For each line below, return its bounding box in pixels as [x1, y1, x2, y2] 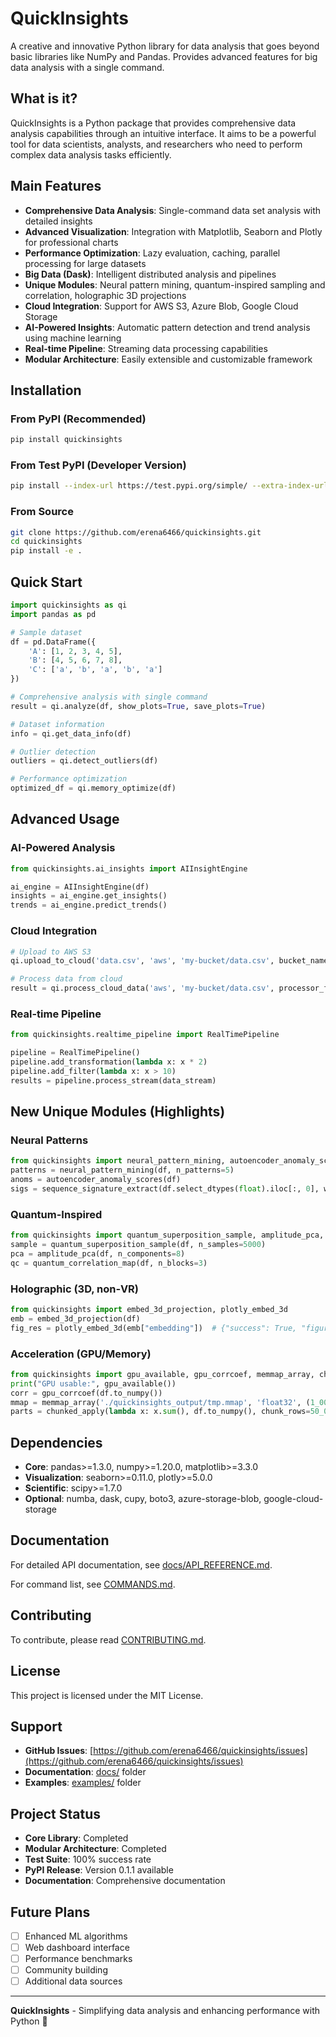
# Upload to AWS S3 [10, 947, 92, 957]
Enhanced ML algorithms [24, 1930, 128, 1942]
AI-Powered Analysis [10, 841, 116, 855]
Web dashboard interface [24, 1942, 130, 1954]
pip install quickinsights [10, 435, 123, 445]
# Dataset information [10, 719, 105, 729]
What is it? [10, 90, 78, 107]
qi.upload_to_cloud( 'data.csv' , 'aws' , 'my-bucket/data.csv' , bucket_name [10, 956, 329, 966]
